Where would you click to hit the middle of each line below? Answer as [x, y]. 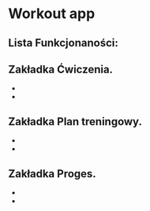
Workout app [52, 14]
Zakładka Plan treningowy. [75, 122]
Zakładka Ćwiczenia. [60, 69]
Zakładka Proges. [52, 174]
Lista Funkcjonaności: [63, 43]
